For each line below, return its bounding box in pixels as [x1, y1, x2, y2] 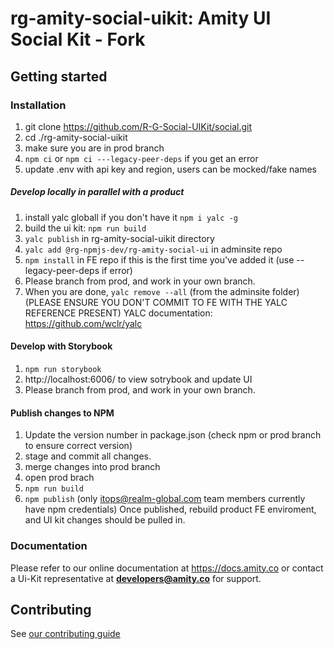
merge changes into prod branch [24, 461, 161, 473]
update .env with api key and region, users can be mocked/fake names [24, 163, 317, 175]
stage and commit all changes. [24, 450, 152, 462]
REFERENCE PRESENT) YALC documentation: [24, 307, 213, 319]
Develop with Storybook [10, 340, 113, 352]
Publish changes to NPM [10, 407, 115, 419]
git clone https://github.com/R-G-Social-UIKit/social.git [24, 120, 253, 132]
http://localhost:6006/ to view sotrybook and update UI [24, 373, 253, 386]
